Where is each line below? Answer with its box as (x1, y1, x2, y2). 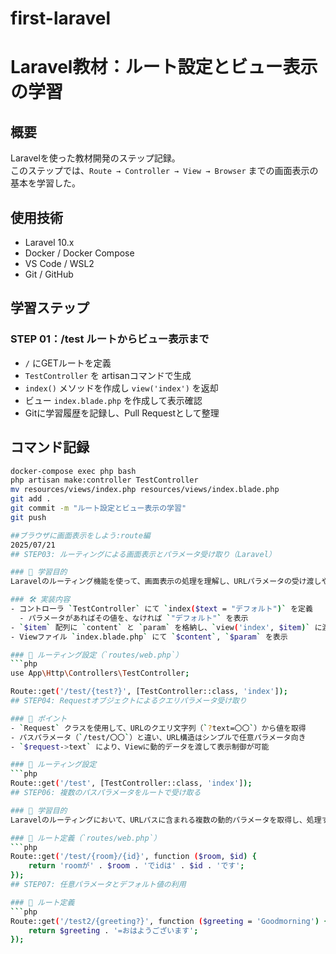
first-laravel (10, 7, 112, 30)
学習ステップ (10, 300, 90, 317)
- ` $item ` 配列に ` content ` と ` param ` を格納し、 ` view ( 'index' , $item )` (10, 622, 311, 632)
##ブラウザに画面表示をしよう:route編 (10, 530, 151, 541)
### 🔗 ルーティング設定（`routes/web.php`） (10, 650, 183, 660)
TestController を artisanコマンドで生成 (24, 369, 192, 381)
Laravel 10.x (24, 237, 75, 248)
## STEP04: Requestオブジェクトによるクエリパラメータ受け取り (10, 696, 247, 706)
